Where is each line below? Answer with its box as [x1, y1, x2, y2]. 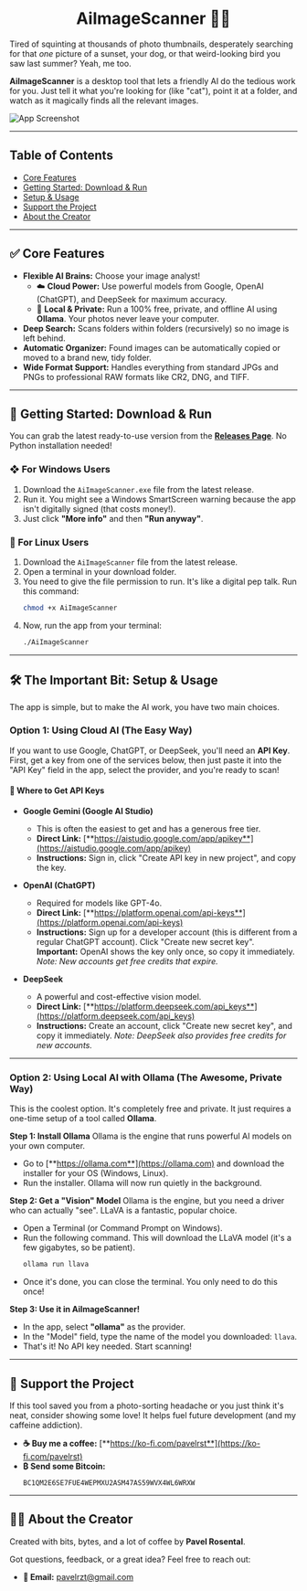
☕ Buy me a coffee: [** [22, 1438, 111, 1449]
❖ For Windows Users [9, 463, 111, 476]
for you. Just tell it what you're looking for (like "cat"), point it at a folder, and [9, 85, 298, 96]
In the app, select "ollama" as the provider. [22, 1321, 185, 1332]
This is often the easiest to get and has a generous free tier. [36, 823, 261, 834]
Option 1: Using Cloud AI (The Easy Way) [9, 724, 193, 737]
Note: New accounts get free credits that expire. [36, 956, 218, 967]
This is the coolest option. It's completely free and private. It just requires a [9, 1103, 291, 1114]
